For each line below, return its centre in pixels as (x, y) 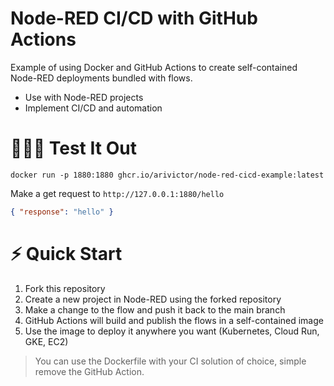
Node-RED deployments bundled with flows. (101, 78)
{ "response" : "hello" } (62, 212)
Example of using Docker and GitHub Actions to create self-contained (154, 67)
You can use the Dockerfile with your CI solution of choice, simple (170, 361)
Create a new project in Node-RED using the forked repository (153, 299)
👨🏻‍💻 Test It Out (73, 148)
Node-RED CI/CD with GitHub (134, 18)
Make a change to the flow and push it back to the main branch (155, 309)
